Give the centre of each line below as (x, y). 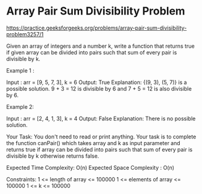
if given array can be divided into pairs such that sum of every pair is (92, 52)
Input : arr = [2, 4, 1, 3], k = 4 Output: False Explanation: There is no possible (101, 118)
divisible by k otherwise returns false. (53, 156)
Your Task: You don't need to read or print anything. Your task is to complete (101, 137)
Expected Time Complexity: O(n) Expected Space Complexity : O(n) (90, 167)
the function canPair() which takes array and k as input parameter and (93, 143)
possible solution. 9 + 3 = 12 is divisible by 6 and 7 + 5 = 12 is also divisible (99, 88)
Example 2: (20, 106)
